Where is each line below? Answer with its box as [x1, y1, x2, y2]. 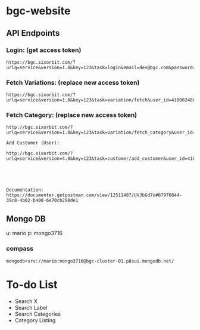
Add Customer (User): [6, 140, 60, 146]
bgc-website [6, 4, 71, 18]
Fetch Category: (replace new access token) [6, 111, 137, 119]
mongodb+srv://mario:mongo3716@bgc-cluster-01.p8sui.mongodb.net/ [6, 258, 174, 264]
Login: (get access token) [6, 46, 82, 54]
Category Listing [14, 316, 56, 323]
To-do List [6, 277, 58, 291]
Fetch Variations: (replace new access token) [6, 78, 140, 87]
